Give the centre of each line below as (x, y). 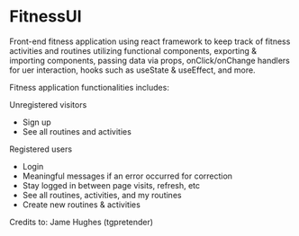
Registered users (41, 149)
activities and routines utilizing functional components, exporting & (133, 50)
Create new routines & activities (82, 205)
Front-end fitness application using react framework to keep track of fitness (150, 41)
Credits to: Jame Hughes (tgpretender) (82, 222)
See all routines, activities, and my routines (102, 195)
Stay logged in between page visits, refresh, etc (111, 185)
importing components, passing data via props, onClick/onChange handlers (150, 60)
